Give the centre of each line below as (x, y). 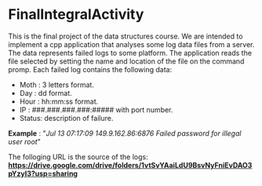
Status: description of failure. (66, 118)
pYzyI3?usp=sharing (43, 173)
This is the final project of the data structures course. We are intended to (126, 36)
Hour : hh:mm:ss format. (59, 101)
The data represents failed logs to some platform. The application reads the (130, 53)
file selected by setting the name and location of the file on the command (126, 61)
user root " (24, 141)
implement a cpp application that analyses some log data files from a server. (131, 44)
